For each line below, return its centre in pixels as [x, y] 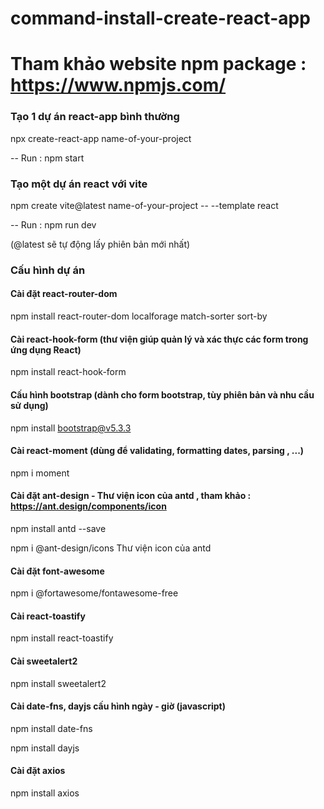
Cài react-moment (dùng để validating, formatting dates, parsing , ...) [157, 451]
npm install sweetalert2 [58, 683]
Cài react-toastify [48, 616]
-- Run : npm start [47, 158]
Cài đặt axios [38, 771]
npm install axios [45, 793]
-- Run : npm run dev [53, 224]
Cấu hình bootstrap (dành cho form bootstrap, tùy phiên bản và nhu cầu [162, 394]
